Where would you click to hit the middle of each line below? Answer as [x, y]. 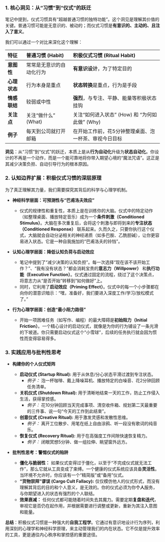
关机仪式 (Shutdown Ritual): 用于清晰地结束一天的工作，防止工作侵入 [90, 393]
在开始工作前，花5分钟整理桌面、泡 [114, 131]
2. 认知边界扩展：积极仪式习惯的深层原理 [53, 178]
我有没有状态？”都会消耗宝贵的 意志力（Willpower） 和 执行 [96, 268]
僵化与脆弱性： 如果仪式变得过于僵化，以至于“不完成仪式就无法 [83, 462]
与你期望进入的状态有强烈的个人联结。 [58, 493]
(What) [34, 122]
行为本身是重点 [43, 86]
